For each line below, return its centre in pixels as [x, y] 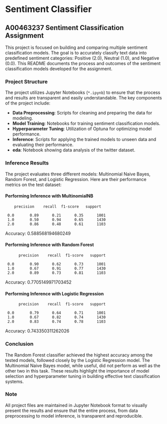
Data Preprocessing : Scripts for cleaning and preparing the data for [82, 113]
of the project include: [28, 103]
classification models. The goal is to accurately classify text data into [76, 53]
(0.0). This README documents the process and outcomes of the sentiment [83, 63]
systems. [14, 381]
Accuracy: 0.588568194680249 [38, 233]
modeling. [23, 118]
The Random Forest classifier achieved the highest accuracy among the [79, 355]
